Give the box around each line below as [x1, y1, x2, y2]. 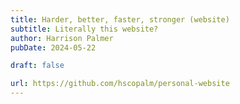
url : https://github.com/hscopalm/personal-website [10, 79, 230, 89]
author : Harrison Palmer [10, 33, 114, 43]
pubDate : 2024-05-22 [10, 42, 97, 53]
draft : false [10, 61, 65, 71]
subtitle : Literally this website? [10, 24, 159, 34]
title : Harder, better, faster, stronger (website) [10, 14, 230, 25]
